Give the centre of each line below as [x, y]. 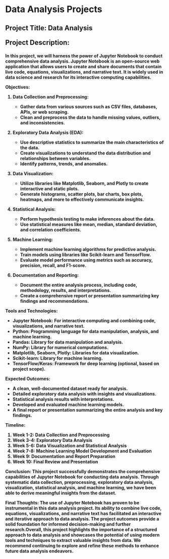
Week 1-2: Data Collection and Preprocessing [61, 435]
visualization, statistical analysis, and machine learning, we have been [81, 487]
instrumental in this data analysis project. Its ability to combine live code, [83, 508]
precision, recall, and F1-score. [53, 265]
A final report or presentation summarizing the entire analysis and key [88, 410]
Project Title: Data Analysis [49, 28]
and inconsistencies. [43, 123]
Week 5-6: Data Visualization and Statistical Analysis [70, 445]
